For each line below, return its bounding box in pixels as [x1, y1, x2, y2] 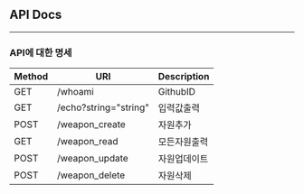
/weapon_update [57, 152, 128, 165]
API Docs [9, 7, 62, 23]
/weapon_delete [57, 169, 126, 181]
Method [14, 70, 49, 83]
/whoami [57, 86, 95, 98]
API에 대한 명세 [9, 46, 72, 59]
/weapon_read [57, 135, 119, 148]
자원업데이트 [157, 152, 209, 165]
